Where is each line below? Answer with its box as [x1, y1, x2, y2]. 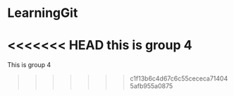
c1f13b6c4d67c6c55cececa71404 [130, 74, 228, 83]
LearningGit [7, 5, 78, 21]
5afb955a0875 [130, 82, 173, 90]
